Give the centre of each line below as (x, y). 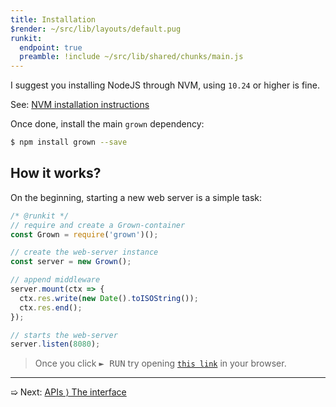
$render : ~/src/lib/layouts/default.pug (96, 29)
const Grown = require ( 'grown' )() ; (84, 234)
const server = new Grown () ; (71, 262)
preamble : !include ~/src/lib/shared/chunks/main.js (131, 57)
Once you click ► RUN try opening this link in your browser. (160, 363)
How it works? (56, 173)
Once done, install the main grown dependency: (107, 124)
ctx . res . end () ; (51, 307)
